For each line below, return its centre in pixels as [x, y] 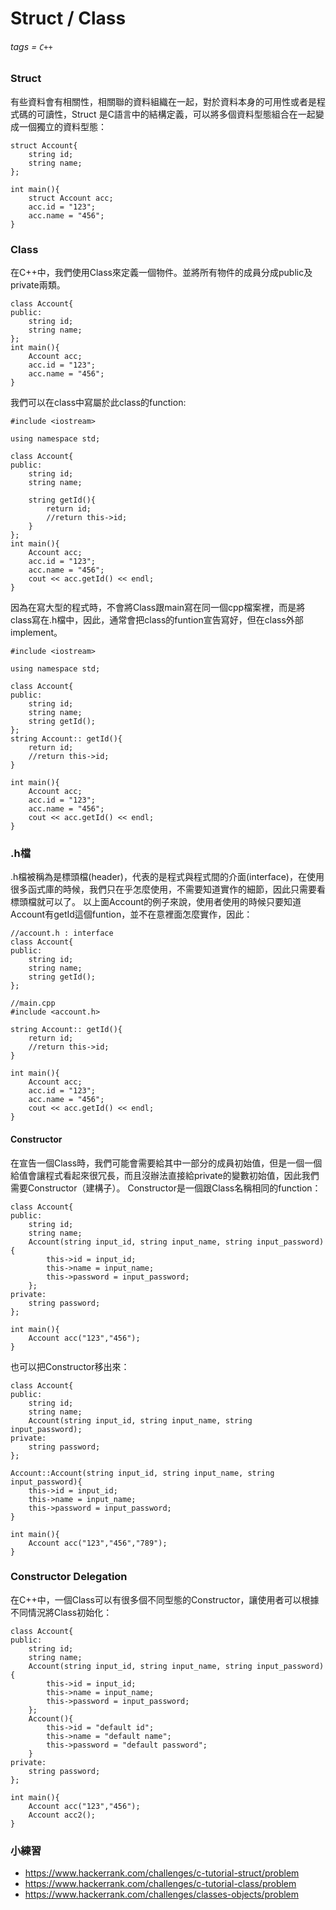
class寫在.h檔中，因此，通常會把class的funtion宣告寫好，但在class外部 [157, 620]
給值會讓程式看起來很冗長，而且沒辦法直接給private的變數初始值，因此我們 [165, 1175]
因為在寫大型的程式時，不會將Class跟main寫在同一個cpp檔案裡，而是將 [158, 608]
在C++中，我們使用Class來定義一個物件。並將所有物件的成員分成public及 [161, 273]
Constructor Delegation [69, 1577]
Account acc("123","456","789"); [98, 1543]
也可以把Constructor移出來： [70, 1366]
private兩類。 [38, 285]
